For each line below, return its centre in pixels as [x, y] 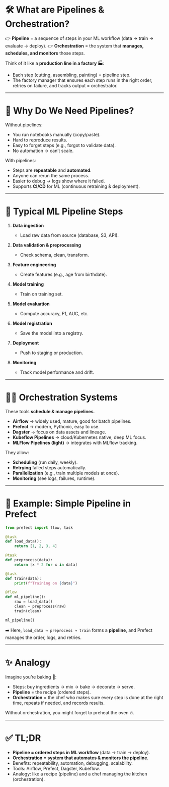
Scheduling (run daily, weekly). [45, 462]
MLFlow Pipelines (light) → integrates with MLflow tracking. [75, 442]
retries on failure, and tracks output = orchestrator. [65, 85]
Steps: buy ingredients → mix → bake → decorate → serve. [73, 686]
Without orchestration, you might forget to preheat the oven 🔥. [70, 712]
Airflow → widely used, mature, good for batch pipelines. [72, 421]
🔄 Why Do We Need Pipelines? [70, 111]
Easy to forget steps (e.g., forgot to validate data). [64, 145]
